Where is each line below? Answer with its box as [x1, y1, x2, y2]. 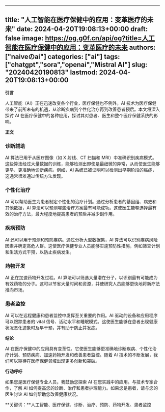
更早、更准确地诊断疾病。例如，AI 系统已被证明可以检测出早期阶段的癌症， [5, 167, 157, 173]
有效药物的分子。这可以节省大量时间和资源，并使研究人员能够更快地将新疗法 [5, 281, 160, 286]
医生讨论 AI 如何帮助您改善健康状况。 [5, 391, 81, 397]
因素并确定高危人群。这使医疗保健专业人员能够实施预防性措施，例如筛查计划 [5, 243, 160, 249]
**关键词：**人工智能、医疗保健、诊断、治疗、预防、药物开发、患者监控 [5, 402, 152, 408]
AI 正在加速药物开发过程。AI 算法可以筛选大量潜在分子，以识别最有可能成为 [5, 275, 158, 281]
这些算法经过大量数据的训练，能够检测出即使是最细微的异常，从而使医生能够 [5, 161, 160, 167]
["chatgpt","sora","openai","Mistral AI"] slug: [5, 61, 148, 69]
